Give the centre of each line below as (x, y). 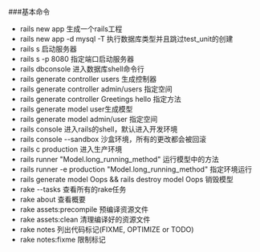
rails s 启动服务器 (49, 49)
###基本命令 (29, 12)
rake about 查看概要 (53, 199)
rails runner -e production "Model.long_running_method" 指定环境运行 (136, 169)
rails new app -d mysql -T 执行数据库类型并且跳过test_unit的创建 (126, 39)
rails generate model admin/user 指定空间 (89, 119)
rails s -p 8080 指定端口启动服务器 (77, 59)
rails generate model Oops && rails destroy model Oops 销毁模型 (127, 179)
